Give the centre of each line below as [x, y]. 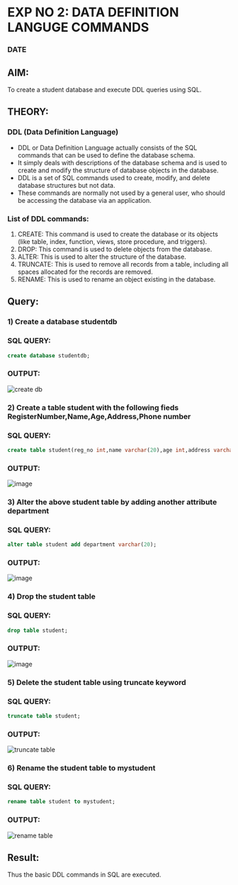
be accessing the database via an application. [84, 200]
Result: [23, 858]
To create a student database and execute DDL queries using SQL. [104, 89]
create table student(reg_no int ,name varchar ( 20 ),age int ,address [109, 450]
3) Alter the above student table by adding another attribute [112, 502]
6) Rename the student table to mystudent [81, 768]
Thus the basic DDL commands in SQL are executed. [84, 875]
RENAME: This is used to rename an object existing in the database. [117, 279]
